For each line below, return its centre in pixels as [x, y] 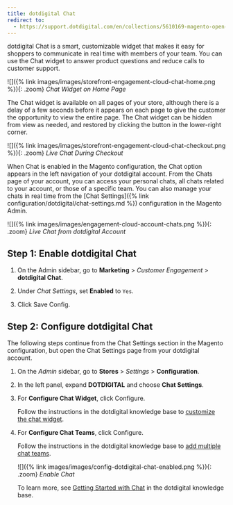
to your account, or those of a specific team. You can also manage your [109, 189]
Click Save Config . [44, 305]
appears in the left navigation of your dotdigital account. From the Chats [110, 174]
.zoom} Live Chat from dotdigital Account [67, 232]
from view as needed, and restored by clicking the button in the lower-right [114, 125]
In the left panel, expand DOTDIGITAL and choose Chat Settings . [111, 385]
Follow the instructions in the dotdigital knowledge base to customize [116, 412]
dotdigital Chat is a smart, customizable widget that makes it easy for [106, 47]
